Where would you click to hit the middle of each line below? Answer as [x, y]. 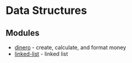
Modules [23, 33]
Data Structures [46, 11]
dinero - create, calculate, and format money [70, 47]
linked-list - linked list [41, 54]
